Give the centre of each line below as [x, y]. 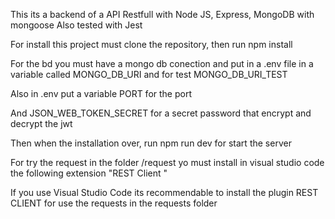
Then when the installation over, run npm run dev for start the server [151, 143]
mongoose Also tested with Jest [76, 25]
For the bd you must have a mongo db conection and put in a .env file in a [162, 63]
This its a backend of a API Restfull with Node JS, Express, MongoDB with [162, 14]
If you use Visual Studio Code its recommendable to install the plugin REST [164, 192]
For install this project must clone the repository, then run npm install [151, 44]
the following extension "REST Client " [89, 173]
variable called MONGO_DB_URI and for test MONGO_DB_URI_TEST [149, 74]
